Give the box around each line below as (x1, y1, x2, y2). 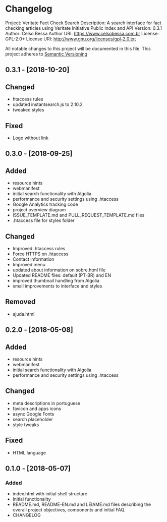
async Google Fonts (12, 411, 54, 417)
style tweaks (12, 422, 39, 428)
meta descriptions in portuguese (12, 400, 81, 406)
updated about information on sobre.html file (12, 267, 106, 273)
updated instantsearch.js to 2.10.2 (12, 101, 83, 107)
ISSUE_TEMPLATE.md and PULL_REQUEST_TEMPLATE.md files (12, 212, 145, 218)
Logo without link (12, 135, 49, 141)
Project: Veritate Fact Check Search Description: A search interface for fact (5, 20, 161, 26)
